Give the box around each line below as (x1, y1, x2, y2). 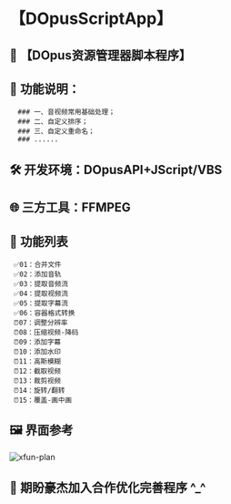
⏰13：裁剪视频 (13, 375, 62, 386)
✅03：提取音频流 (13, 279, 68, 288)
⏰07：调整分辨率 (13, 318, 68, 327)
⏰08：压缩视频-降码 (13, 327, 79, 337)
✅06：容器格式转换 (13, 308, 75, 317)
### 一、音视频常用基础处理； (17, 108, 115, 117)
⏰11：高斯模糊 (13, 356, 62, 365)
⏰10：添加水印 (13, 347, 62, 356)
